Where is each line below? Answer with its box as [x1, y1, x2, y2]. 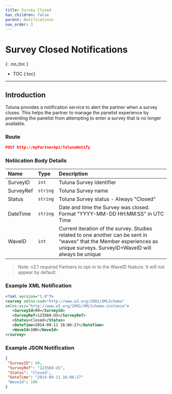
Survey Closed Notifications [5, 44, 128, 55]
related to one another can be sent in [58, 231, 147, 239]
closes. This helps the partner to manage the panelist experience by [5, 110, 149, 115]
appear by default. [17, 269, 57, 275]
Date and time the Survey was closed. [58, 204, 150, 211]
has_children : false [5, 12, 50, 17]
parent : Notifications [5, 17, 54, 22]
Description [58, 170, 88, 178]
